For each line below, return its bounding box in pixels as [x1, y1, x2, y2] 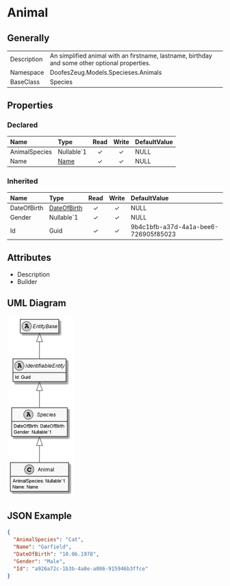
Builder [16, 277, 38, 285]
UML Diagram [7, 297, 66, 309]
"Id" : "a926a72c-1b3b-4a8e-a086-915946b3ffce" [13, 565, 149, 572]
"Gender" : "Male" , [13, 558, 66, 565]
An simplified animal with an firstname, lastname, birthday [49, 51, 212, 60]
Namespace [10, 69, 44, 76]
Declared [7, 120, 38, 130]
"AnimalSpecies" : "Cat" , [13, 537, 84, 543]
